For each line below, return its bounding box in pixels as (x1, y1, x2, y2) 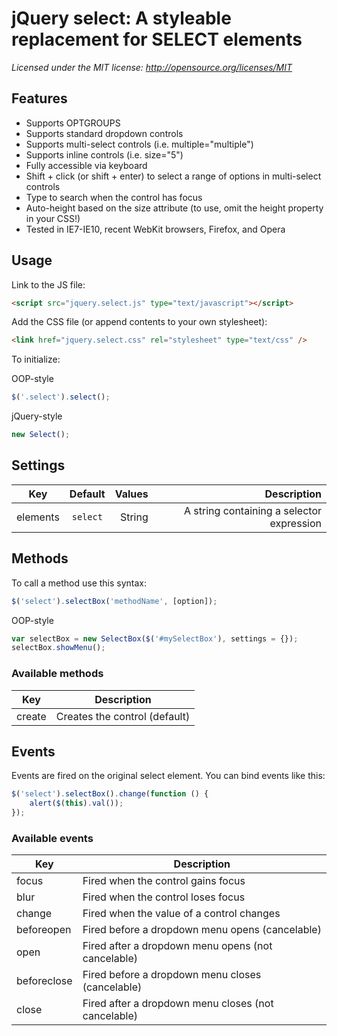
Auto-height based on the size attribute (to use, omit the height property (25, 202, 324, 214)
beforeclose (16, 974, 73, 988)
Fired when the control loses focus (82, 890, 246, 904)
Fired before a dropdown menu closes (82, 968, 262, 982)
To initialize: (11, 353, 61, 366)
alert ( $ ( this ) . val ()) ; (29, 798, 124, 809)
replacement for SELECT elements (11, 28, 303, 51)
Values (114, 487, 149, 501)
